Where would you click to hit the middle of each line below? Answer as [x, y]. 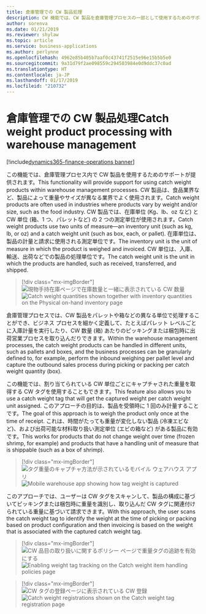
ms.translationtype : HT [37, 69]
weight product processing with [90, 132]
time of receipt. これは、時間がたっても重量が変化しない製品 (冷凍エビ [95, 421]
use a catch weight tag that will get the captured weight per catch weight [99, 398]
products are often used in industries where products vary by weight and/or [102, 204]
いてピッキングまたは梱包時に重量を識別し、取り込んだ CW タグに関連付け [101, 504]
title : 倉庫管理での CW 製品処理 [44, 12]
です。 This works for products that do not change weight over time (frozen [101, 436]
